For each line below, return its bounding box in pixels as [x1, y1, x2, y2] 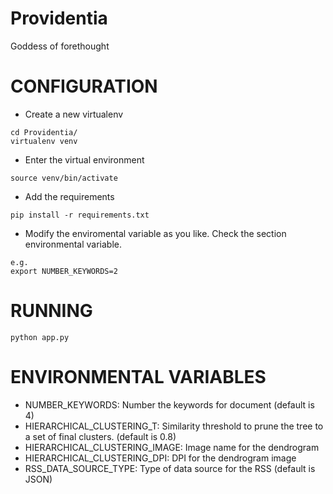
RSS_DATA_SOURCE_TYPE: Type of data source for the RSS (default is [24, 462, 316, 474]
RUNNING [10, 300, 93, 322]
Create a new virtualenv [24, 108, 124, 120]
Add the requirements [24, 190, 115, 202]
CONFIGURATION [10, 75, 158, 98]
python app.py [10, 332, 70, 342]
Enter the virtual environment [24, 153, 145, 166]
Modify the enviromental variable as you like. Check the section [24, 227, 287, 239]
